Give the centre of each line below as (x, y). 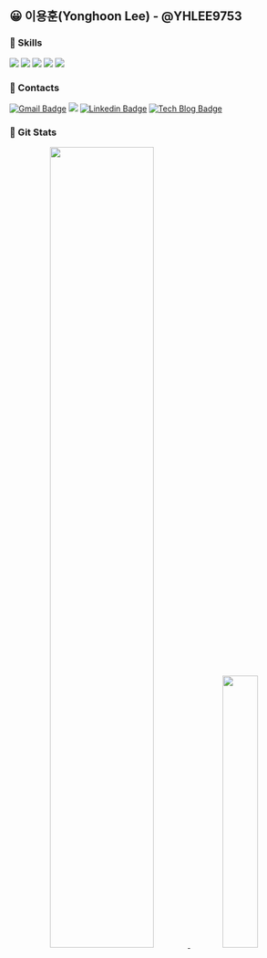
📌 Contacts (35, 88)
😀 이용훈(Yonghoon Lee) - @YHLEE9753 (126, 16)
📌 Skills (26, 43)
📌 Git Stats (33, 132)
